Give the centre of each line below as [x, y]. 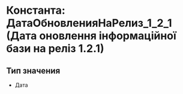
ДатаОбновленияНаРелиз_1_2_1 [89, 23]
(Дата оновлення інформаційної [91, 36]
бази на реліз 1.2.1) [55, 49]
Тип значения [33, 70]
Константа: [36, 10]
